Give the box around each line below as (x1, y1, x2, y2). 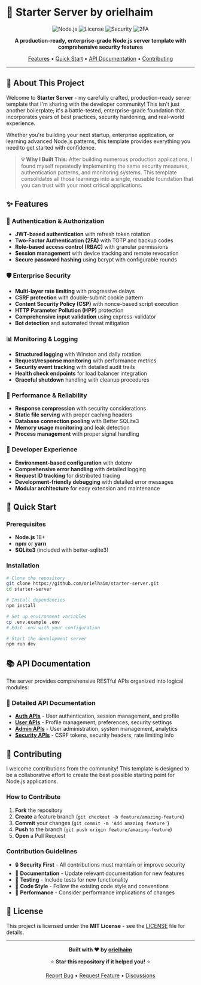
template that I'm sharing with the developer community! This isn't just (6, 100, 180, 108)
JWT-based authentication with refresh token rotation (14, 231, 151, 238)
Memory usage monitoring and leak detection (14, 424, 130, 432)
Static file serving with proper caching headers (14, 411, 133, 418)
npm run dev (6, 641, 36, 647)
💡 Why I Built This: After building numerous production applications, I (20, 156, 193, 163)
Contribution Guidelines (6, 847, 78, 855)
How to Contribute (6, 793, 61, 801)
